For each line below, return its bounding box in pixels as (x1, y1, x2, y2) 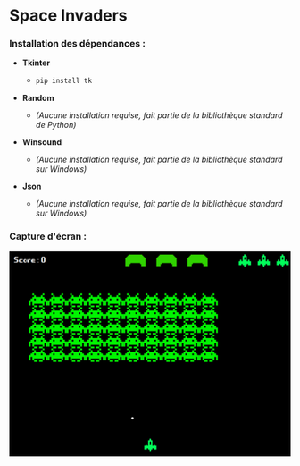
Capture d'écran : (9, 230, 87, 242)
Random (21, 93, 54, 104)
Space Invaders (9, 5, 128, 26)
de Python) (35, 120, 77, 131)
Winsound (21, 137, 62, 148)
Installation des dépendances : (9, 38, 146, 50)
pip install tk (35, 77, 92, 86)
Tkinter (21, 57, 51, 68)
